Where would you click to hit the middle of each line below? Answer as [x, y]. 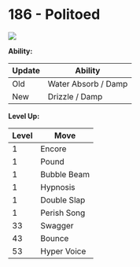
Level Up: [24, 116]
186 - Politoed [54, 15]
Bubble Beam [65, 174]
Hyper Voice [63, 251]
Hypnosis [58, 187]
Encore [53, 149]
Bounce [55, 238]
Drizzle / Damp [75, 96]
